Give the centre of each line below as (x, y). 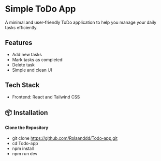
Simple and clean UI (32, 70)
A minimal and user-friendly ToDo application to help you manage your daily (81, 22)
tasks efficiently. (21, 27)
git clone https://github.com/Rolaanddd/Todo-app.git (65, 138)
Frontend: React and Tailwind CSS (46, 97)
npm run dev (25, 154)
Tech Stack (22, 85)
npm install (23, 148)
